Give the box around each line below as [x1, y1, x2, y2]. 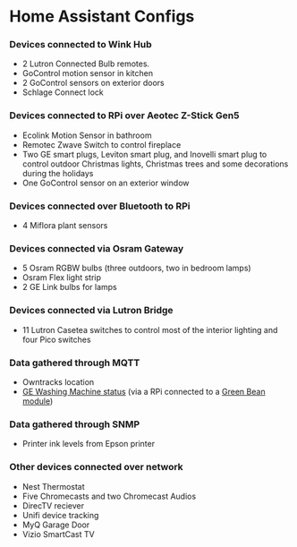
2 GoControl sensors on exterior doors [21, 78, 165, 89]
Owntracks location [21, 376, 95, 387]
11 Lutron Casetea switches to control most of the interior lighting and [21, 324, 278, 335]
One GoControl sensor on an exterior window [21, 177, 190, 188]
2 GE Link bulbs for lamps [21, 282, 118, 293]
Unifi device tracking [21, 509, 99, 520]
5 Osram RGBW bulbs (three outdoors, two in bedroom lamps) [21, 262, 252, 274]
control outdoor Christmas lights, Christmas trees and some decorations [21, 158, 289, 169]
